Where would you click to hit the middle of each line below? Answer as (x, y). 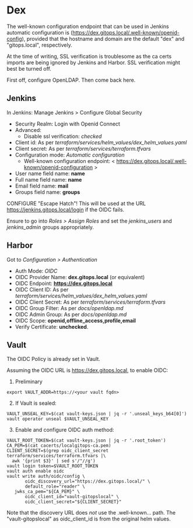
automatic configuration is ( (40, 32)
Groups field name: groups (48, 192)
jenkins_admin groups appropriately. (50, 227)
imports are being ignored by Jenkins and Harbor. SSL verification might (93, 62)
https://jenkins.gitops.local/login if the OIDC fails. (66, 209)
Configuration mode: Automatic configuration (70, 155)
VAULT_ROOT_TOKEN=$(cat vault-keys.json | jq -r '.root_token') (86, 441)
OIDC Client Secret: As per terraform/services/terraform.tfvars (90, 302)
